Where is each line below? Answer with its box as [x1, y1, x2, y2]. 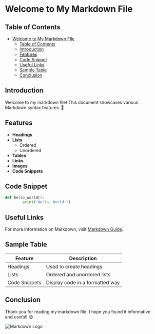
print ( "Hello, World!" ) [22, 200, 71, 205]
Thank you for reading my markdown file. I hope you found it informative [5, 309, 151, 314]
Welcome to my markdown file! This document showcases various [5, 99, 138, 105]
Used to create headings [46, 263, 102, 270]
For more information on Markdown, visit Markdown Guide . [5, 226, 123, 232]
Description [69, 255, 97, 262]
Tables [12, 153, 27, 158]
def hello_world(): [5, 195, 45, 200]
